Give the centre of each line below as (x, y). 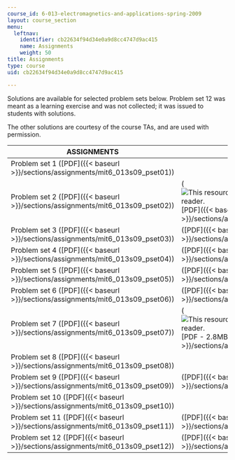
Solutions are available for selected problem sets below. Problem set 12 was (116, 98)
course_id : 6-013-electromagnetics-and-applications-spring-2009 (104, 14)
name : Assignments (47, 46)
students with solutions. (42, 113)
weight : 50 (36, 53)
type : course (26, 66)
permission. (24, 134)
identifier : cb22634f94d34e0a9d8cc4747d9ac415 (89, 40)
